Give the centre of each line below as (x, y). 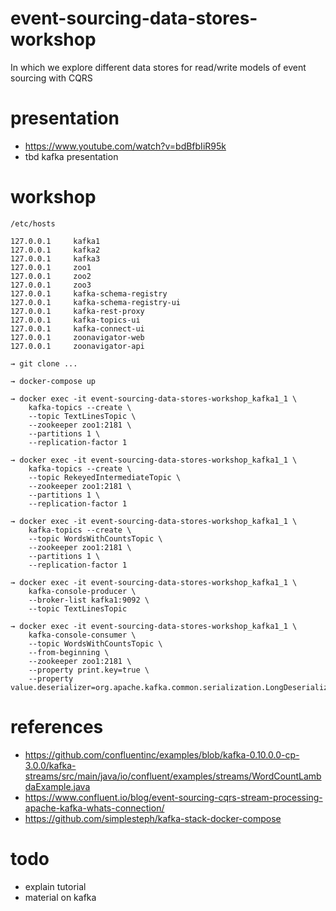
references (57, 727)
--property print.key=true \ (89, 670)
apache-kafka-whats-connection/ (94, 808)
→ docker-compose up (53, 381)
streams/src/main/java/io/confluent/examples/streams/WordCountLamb (173, 776)
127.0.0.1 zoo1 (51, 267)
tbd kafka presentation (71, 156)
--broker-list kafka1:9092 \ (89, 600)
